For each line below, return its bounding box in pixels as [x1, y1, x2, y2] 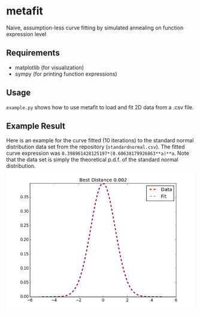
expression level [6, 30, 47, 37]
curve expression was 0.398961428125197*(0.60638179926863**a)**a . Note [6, 150, 190, 157]
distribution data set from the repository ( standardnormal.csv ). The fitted [6, 143, 185, 151]
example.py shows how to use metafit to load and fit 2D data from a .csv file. [6, 103, 194, 111]
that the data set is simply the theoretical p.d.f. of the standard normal [6, 156, 178, 163]
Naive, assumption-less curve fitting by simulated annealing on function [6, 24, 184, 31]
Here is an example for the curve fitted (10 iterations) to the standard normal [6, 137, 194, 144]
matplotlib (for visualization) [14, 64, 84, 71]
